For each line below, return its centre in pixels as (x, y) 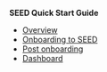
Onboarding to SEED (60, 40)
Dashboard (43, 58)
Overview (40, 30)
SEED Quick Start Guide (54, 13)
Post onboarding (53, 49)
